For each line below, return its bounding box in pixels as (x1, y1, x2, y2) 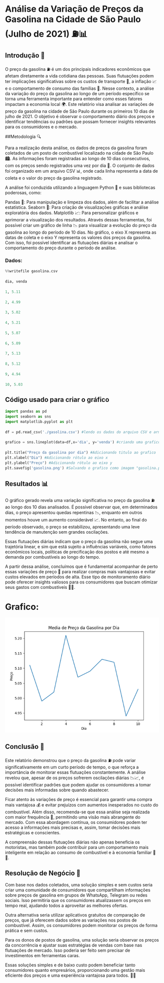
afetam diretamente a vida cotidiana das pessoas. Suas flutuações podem (5, 73, 154, 79)
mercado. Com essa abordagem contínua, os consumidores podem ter (5, 820, 147, 825)
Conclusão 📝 (5, 742, 45, 751)
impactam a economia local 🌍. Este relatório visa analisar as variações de (5, 101, 154, 107)
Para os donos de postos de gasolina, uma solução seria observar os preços (5, 937, 159, 943)
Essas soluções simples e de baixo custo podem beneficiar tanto (5, 962, 136, 968)
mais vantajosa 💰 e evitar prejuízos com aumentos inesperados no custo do (5, 802, 159, 808)
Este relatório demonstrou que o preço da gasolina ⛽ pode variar (5, 758, 136, 763)
